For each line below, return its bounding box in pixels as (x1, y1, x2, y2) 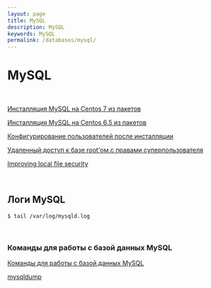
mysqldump (7, 272, 42, 281)
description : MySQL (7, 23, 65, 31)
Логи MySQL (7, 194, 66, 206)
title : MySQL (7, 17, 46, 24)
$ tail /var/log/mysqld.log (7, 212, 91, 220)
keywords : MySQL (7, 30, 55, 38)
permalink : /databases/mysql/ (7, 37, 97, 44)
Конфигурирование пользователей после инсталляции (7, 132, 173, 140)
